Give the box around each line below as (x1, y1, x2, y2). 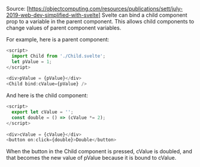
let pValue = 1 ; (11, 58, 52, 65)
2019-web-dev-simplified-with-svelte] (6, 11, 101, 19)
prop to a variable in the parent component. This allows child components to (6, 18, 195, 25)
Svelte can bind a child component (101, 11, 187, 19)
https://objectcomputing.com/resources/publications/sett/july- (28, 5, 183, 12)
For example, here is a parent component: (6, 36, 110, 43)
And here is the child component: (6, 92, 89, 99)
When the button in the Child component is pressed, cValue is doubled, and (6, 148, 193, 155)
